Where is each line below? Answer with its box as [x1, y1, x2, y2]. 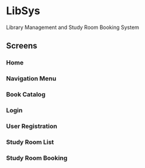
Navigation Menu [6, 75, 57, 83]
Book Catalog [6, 91, 46, 99]
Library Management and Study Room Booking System [6, 24, 140, 31]
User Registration [6, 122, 58, 130]
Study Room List [6, 138, 54, 146]
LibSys [6, 4, 40, 18]
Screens [6, 41, 37, 51]
